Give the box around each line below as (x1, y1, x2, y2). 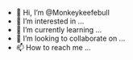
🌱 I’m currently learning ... (15, 25, 102, 34)
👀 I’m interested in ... (15, 16, 85, 26)
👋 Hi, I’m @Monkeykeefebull (15, 8, 110, 17)
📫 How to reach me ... (15, 43, 91, 52)
